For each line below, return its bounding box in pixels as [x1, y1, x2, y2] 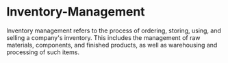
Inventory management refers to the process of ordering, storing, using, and [6, 26, 222, 35]
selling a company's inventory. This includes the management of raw [6, 33, 201, 41]
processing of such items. [6, 48, 80, 56]
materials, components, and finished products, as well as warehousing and [6, 41, 218, 49]
